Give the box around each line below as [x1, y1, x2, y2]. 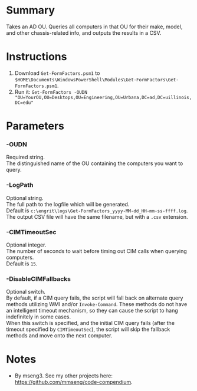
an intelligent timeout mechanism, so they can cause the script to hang [6, 307, 178, 314]
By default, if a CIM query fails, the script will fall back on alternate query [6, 294, 183, 301]
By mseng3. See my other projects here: [14, 372, 113, 379]
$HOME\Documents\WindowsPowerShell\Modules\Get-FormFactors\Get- [14, 77, 179, 83]
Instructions [6, 50, 67, 64]
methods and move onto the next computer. [6, 332, 113, 339]
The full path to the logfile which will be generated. [6, 201, 130, 208]
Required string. [6, 154, 45, 161]
